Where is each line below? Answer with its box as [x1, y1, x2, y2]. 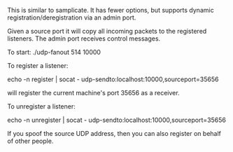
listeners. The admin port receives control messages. [7, 34, 161, 43]
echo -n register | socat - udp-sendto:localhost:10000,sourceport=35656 [7, 75, 219, 83]
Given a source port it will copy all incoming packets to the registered [7, 27, 207, 35]
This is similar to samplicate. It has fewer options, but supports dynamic [7, 6, 215, 14]
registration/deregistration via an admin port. [7, 13, 136, 22]
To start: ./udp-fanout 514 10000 [7, 48, 101, 56]
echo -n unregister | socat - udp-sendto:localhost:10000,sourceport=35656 [7, 116, 226, 124]
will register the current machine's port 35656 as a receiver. [7, 89, 180, 97]
